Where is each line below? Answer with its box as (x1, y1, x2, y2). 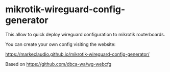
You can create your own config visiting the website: (5, 41, 116, 47)
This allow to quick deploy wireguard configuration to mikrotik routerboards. (5, 31, 165, 37)
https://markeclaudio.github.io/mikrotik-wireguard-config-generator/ (5, 51, 150, 57)
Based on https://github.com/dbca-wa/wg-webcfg (5, 61, 112, 67)
